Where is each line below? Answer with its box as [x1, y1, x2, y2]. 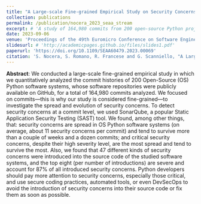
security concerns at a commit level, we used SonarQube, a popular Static [6, 108, 190, 115]
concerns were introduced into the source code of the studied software [6, 152, 182, 160]
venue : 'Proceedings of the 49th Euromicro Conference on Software [6, 37, 178, 43]
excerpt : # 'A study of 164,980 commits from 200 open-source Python [6, 25, 184, 32]
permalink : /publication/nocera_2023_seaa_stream [6, 20, 133, 26]
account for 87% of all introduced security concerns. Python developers [6, 166, 185, 173]
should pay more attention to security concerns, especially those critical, [6, 172, 186, 179]
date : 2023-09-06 [6, 31, 50, 37]
